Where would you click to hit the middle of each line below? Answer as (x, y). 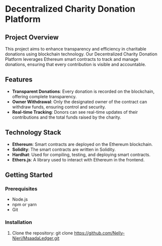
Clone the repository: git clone (42, 233)
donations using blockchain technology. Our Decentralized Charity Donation (81, 54)
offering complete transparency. (44, 96)
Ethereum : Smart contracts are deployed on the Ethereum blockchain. (82, 144)
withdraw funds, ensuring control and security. (59, 107)
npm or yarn (24, 205)
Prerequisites (21, 189)
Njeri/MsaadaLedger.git (36, 238)
